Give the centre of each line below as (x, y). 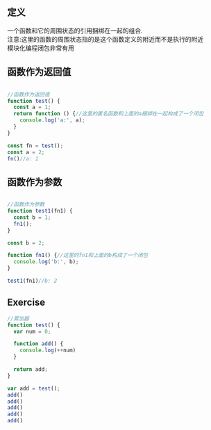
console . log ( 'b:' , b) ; (46, 262)
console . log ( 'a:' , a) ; (52, 120)
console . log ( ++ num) (48, 350)
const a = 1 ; (32, 107)
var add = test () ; (34, 388)
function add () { (39, 344)
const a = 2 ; (26, 152)
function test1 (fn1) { (40, 211)
